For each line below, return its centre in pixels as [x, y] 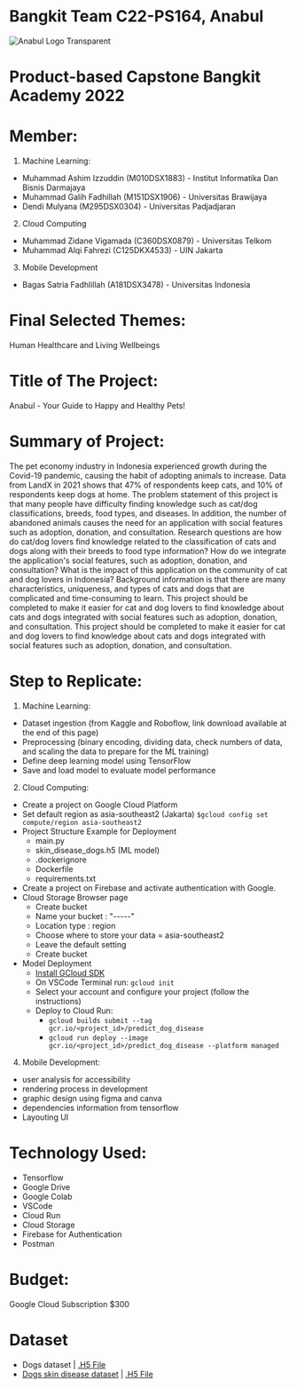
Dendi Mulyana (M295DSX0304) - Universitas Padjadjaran [129, 207]
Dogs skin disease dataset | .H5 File [87, 1374]
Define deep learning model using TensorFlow [106, 760]
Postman [38, 1243]
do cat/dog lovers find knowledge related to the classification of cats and [143, 541]
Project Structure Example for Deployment [99, 831]
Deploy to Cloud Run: [74, 1011]
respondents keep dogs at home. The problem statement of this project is [144, 494]
